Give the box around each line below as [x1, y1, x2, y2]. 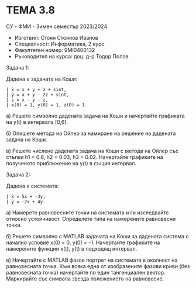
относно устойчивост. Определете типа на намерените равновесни [6, 215, 176, 222]
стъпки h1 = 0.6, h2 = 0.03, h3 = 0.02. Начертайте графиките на [6, 153, 163, 161]
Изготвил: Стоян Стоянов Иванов [14, 34, 98, 41]
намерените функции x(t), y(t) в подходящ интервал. [6, 245, 137, 252]
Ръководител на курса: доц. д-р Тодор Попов [14, 53, 129, 60]
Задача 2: [6, 171, 30, 178]
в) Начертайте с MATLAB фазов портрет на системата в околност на [6, 256, 178, 263]
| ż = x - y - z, [6, 97, 49, 103]
